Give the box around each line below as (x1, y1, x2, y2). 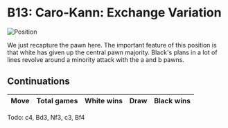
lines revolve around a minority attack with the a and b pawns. (7, 55, 185, 63)
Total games (36, 96, 78, 105)
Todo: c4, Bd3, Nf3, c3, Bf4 (7, 113, 85, 121)
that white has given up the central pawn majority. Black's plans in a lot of (7, 48, 218, 56)
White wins (84, 96, 123, 105)
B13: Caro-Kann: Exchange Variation (7, 5, 222, 21)
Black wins (153, 96, 191, 105)
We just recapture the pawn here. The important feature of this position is (7, 41, 217, 49)
